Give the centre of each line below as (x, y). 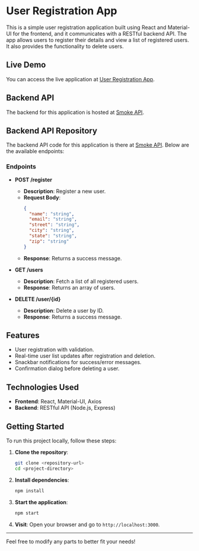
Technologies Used (42, 387)
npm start (27, 513)
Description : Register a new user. (65, 191)
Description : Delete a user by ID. (64, 310)
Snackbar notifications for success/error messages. (78, 362)
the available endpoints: (35, 151)
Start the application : (41, 502)
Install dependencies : (42, 480)
